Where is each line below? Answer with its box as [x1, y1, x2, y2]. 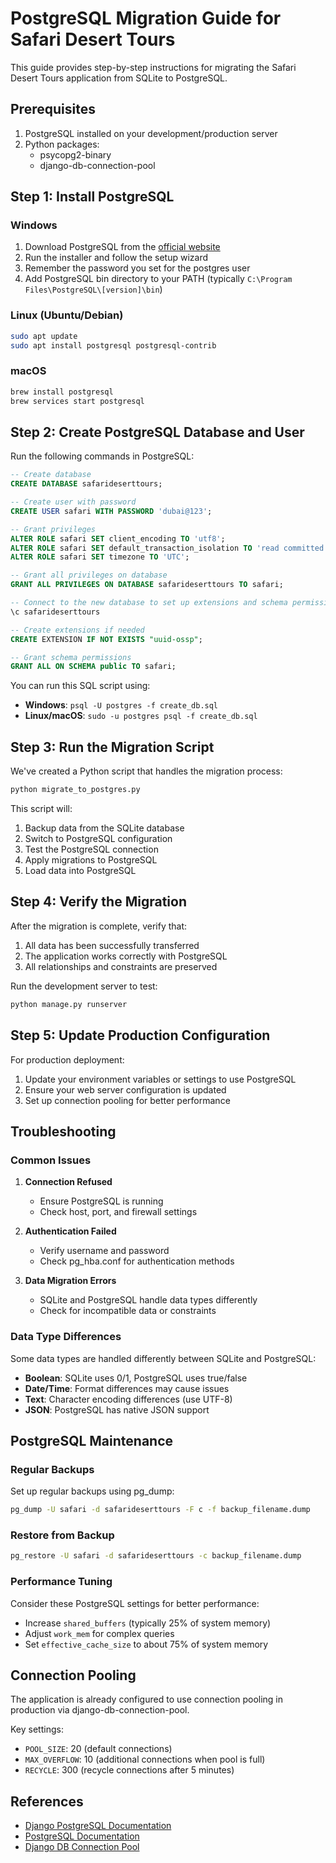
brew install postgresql [10, 387, 114, 397]
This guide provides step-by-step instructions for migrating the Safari [10, 61, 297, 73]
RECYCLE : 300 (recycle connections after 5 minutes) [24, 1764, 235, 1776]
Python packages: [24, 138, 100, 150]
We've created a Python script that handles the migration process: [10, 765, 283, 777]
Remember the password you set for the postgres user [24, 262, 251, 274]
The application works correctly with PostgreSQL [24, 950, 228, 962]
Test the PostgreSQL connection [24, 843, 159, 856]
